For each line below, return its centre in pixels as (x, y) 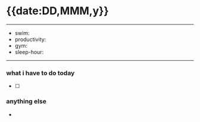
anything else (26, 101)
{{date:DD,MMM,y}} (57, 11)
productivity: (30, 39)
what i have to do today (40, 73)
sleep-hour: (29, 52)
